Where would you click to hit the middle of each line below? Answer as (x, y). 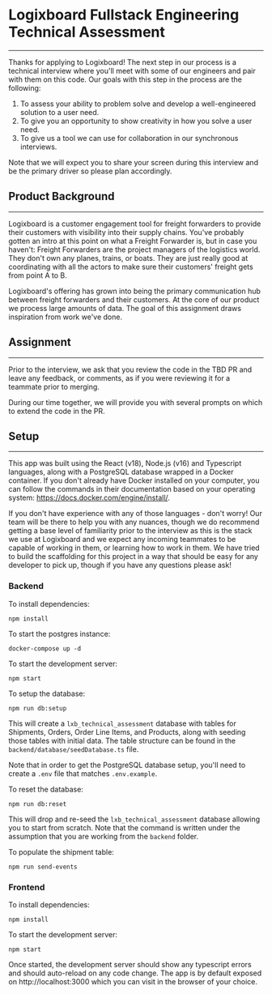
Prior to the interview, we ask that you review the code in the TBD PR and (130, 369)
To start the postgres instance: (59, 634)
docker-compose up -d (45, 648)
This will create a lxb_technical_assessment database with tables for (122, 723)
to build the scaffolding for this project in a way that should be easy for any (134, 557)
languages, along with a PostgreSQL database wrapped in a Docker (121, 472)
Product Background (62, 196)
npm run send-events (43, 867)
